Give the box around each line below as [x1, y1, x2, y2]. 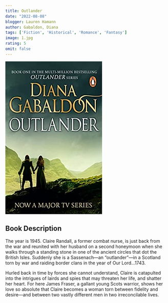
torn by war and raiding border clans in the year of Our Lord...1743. [5, 260, 146, 266]
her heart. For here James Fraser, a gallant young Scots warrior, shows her [5, 280, 163, 287]
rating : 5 [5, 41, 27, 46]
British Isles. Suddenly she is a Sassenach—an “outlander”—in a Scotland [5, 254, 161, 260]
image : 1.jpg [5, 35, 33, 41]
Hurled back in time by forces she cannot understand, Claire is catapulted [5, 270, 161, 276]
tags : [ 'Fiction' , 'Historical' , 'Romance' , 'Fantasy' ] [5, 30, 127, 35]
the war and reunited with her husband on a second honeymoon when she [5, 243, 162, 249]
